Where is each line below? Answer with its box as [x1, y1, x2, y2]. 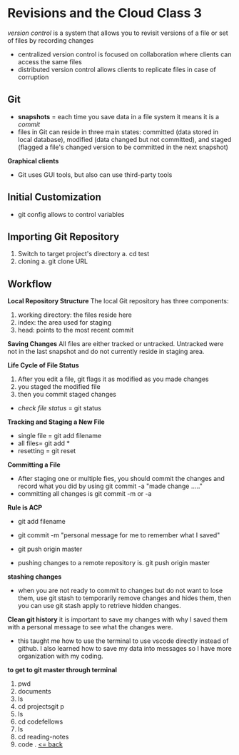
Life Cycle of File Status [7, 361, 80, 370]
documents [17, 687, 51, 696]
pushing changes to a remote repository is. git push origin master [17, 559, 210, 567]
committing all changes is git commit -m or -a [17, 490, 152, 498]
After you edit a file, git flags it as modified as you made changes [17, 375, 209, 383]
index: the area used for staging [17, 318, 112, 327]
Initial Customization [7, 191, 102, 203]
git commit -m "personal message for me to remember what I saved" [17, 531, 220, 539]
